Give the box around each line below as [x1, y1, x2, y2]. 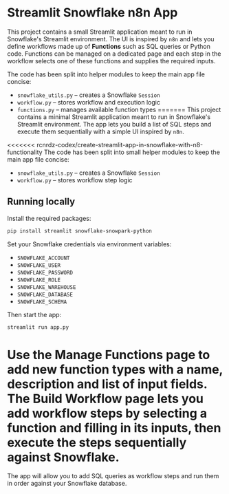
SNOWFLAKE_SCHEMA [17, 298, 67, 305]
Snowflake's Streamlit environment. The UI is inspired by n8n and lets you [7, 34, 215, 43]
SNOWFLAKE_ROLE [17, 277, 61, 283]
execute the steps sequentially [7, 435, 187, 450]
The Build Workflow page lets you [7, 391, 204, 407]
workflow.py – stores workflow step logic [17, 175, 133, 184]
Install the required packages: [7, 214, 91, 222]
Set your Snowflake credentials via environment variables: [7, 239, 172, 248]
